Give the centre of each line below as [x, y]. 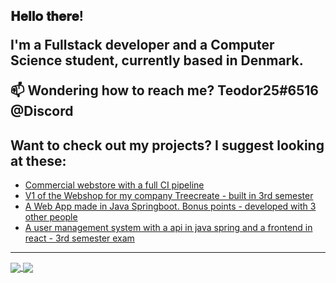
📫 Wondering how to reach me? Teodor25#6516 [165, 90]
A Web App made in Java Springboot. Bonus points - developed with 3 [170, 206]
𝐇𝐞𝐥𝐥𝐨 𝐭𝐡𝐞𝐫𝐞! [47, 16]
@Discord [42, 111]
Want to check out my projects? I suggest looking [167, 145]
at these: [38, 160]
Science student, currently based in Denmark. [157, 60]
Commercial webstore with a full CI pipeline [114, 185]
